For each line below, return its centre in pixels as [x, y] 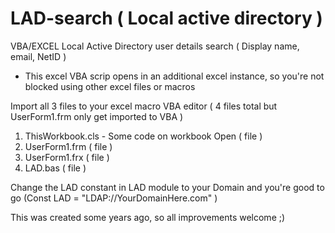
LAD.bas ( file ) [55, 168]
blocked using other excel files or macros [110, 86]
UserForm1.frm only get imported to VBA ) [97, 116]
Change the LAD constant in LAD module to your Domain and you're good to [167, 187]
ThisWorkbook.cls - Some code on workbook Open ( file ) [143, 136]
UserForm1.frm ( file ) [68, 146]
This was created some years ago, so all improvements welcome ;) [148, 217]
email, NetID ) [38, 56]
